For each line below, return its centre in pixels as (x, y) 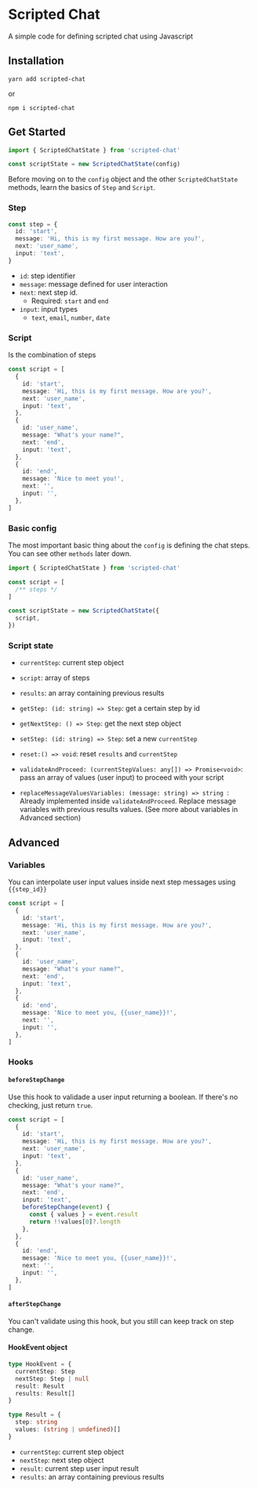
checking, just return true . (51, 1105)
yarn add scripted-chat (47, 79)
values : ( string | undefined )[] (68, 1430)
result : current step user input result (79, 1468)
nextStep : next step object (62, 1460)
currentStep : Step (45, 1371)
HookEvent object (38, 1348)
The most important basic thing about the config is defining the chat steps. (129, 545)
